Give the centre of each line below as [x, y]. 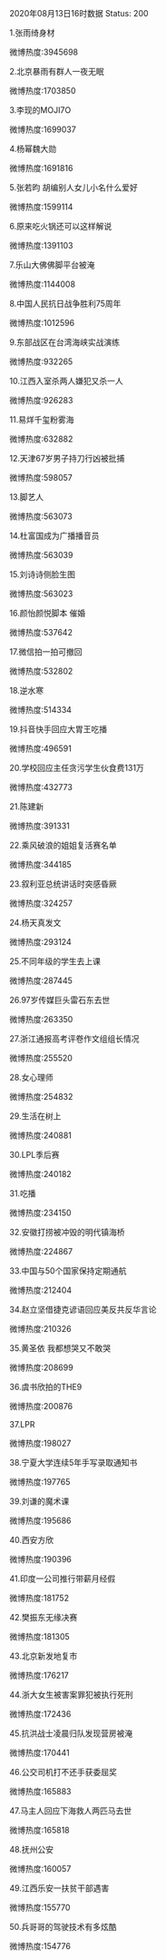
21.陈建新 [27, 807]
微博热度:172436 [40, 1714]
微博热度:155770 [40, 1907]
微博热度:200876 [41, 1406]
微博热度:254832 [41, 1097]
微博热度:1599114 [41, 207]
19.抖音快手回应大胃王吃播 [59, 729]
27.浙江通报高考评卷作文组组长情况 [74, 1039]
